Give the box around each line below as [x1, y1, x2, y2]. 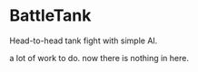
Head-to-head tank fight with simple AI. [9, 35, 158, 46]
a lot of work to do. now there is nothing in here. [9, 52, 189, 63]
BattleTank [9, 5, 92, 26]
